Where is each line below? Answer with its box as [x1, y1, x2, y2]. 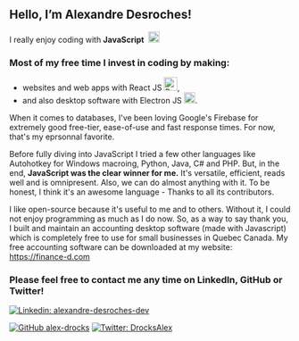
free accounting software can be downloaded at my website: [9, 242, 233, 253]
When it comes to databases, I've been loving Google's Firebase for [9, 112, 259, 123]
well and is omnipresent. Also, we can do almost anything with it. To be [9, 178, 270, 188]
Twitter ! [9, 285, 45, 297]
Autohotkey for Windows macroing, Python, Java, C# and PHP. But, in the [9, 158, 280, 169]
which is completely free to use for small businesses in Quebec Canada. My [9, 232, 288, 244]
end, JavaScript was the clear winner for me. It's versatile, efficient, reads [9, 168, 286, 179]
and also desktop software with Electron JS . [21, 96, 198, 106]
